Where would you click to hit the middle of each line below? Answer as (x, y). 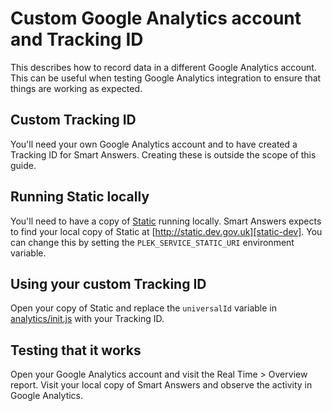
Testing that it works (76, 350)
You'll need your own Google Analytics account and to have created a (154, 144)
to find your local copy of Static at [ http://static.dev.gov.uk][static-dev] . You (166, 231)
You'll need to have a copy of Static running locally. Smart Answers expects (166, 221)
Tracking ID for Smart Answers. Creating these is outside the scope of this (163, 154)
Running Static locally (80, 197)
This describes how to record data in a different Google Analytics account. (163, 67)
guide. (23, 165)
